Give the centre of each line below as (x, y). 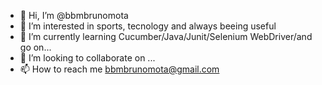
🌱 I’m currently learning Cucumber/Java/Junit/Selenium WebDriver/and (166, 36)
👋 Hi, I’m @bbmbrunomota (74, 15)
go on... (35, 47)
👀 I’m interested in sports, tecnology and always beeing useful (148, 26)
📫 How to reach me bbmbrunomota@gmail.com (119, 69)
